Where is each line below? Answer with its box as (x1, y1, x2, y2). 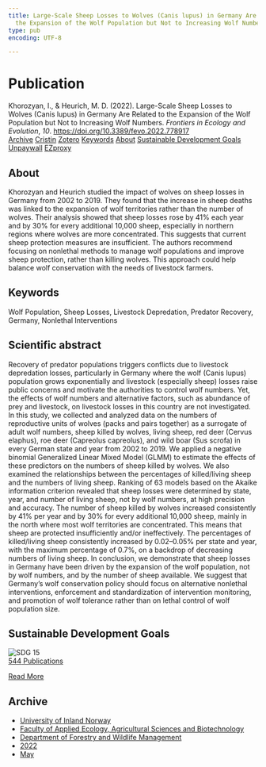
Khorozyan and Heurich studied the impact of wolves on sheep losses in (8, 187, 245, 197)
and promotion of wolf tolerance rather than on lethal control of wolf (8, 596, 230, 605)
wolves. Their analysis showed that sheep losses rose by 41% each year (8, 213, 244, 222)
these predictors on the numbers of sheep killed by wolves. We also (8, 461, 230, 470)
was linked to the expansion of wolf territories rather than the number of (8, 204, 244, 213)
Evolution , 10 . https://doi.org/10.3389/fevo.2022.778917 (8, 126, 190, 136)
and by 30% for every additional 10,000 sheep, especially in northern (8, 221, 234, 230)
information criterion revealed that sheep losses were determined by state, (8, 485, 252, 496)
